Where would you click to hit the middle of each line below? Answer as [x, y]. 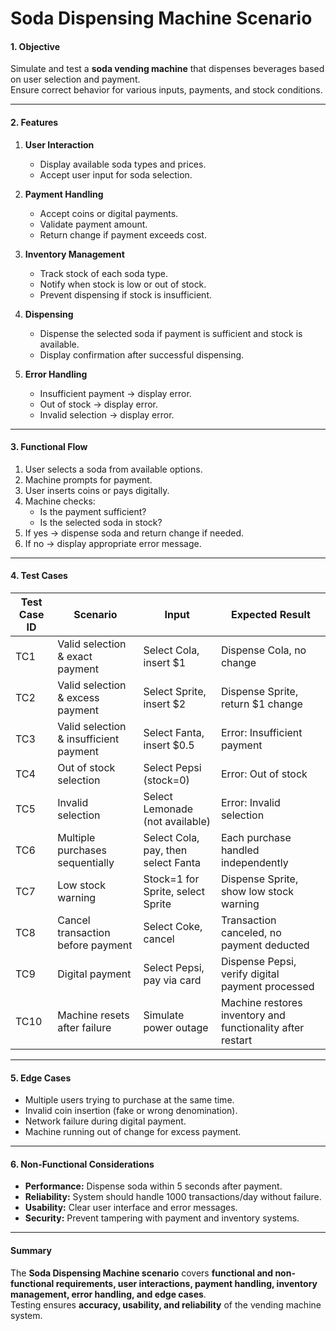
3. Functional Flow [49, 447]
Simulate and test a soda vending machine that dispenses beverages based [167, 69]
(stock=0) [166, 780]
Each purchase [256, 837]
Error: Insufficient [261, 732]
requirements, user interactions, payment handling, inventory [186, 1283]
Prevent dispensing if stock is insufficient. [125, 294]
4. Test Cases [39, 576]
